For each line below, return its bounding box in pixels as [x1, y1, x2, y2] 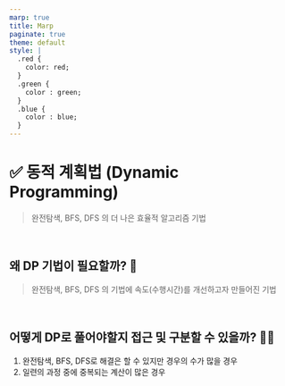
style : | [9, 46, 42, 55]
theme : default [9, 38, 66, 47]
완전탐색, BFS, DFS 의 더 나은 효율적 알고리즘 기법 [30, 212, 207, 223]
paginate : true [9, 29, 66, 38]
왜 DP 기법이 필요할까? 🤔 [9, 258, 138, 273]
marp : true [9, 13, 50, 22]
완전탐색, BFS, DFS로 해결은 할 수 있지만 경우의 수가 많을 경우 [21, 355, 239, 366]
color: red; [25, 63, 70, 72]
